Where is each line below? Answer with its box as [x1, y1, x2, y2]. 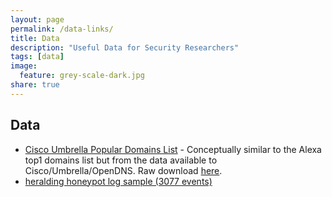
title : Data [10, 33, 60, 43]
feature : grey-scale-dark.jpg [19, 71, 145, 81]
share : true [10, 80, 60, 90]
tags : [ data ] [10, 52, 65, 62]
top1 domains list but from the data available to [24, 154, 218, 166]
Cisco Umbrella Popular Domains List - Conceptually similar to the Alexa [24, 143, 322, 155]
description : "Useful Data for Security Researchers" [10, 42, 240, 53]
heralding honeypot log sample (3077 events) [24, 175, 213, 187]
